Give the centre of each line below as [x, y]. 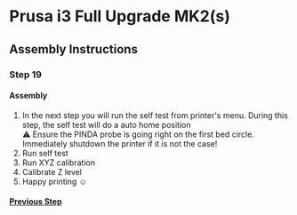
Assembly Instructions [73, 49]
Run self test [45, 153]
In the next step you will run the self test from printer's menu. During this [155, 115]
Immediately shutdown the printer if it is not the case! [120, 143]
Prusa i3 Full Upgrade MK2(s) [120, 16]
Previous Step [36, 202]
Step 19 [26, 75]
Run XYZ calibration [59, 163]
